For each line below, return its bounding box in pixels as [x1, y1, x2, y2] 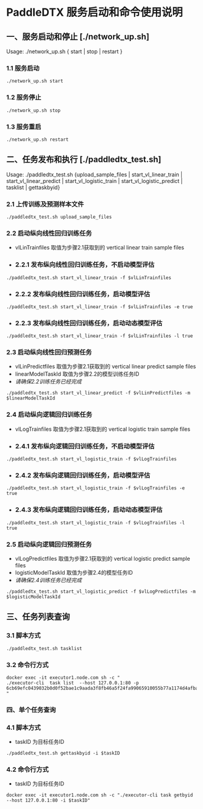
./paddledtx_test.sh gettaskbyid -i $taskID [6, 750, 120, 756]
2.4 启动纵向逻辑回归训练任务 [6, 410, 92, 419]
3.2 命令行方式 [6, 660, 49, 669]
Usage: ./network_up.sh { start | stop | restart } [6, 48, 123, 55]
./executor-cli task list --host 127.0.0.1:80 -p [6, 680, 139, 686]
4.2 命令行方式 [6, 765, 49, 774]
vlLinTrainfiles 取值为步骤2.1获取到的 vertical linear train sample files [14, 244, 184, 251]
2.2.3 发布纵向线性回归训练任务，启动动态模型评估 [14, 318, 163, 327]
